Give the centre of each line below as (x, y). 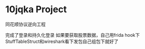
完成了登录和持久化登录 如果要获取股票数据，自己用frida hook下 (73, 35)
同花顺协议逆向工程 (26, 24)
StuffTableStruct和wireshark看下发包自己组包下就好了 (62, 41)
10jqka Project (36, 9)
